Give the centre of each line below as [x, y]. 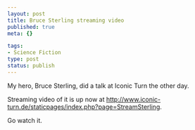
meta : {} [20, 33]
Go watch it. [25, 120]
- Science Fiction [34, 53]
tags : [15, 46]
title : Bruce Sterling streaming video [66, 20]
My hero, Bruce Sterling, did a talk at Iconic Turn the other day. [98, 86]
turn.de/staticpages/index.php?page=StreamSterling [84, 107]
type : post [23, 59]
